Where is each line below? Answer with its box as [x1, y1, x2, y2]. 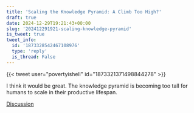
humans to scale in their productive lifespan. [6, 88, 117, 95]
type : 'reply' [12, 48, 47, 54]
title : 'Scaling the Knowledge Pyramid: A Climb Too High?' [6, 8, 162, 15]
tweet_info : [6, 37, 36, 43]
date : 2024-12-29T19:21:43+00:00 [6, 20, 91, 26]
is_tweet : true [6, 31, 45, 37]
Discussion [6, 100, 34, 108]
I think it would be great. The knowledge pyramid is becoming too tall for [6, 82, 188, 89]
